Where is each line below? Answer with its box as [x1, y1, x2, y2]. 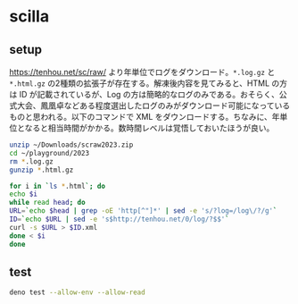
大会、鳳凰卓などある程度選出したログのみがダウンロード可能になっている [16, 100, 291, 111]
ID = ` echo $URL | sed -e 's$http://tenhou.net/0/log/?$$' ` [9, 215, 229, 224]
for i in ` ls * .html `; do [9, 182, 105, 190]
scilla [9, 6, 50, 27]
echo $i [9, 190, 38, 198]
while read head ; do [9, 198, 87, 207]
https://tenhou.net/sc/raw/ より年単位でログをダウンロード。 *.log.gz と [9, 67, 276, 77]
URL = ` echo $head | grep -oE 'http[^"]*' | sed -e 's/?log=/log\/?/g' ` [9, 207, 277, 215]
